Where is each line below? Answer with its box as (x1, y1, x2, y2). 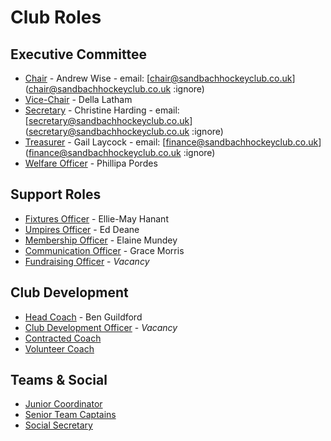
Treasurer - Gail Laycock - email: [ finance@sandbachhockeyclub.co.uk (24, 136, 319, 148)
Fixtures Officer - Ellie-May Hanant (24, 212, 169, 225)
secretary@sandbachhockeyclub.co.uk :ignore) (28, 126, 224, 137)
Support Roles (10, 186, 102, 203)
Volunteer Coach (24, 342, 95, 355)
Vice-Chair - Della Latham (24, 94, 133, 105)
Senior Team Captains (24, 409, 117, 421)
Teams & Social (10, 372, 108, 389)
